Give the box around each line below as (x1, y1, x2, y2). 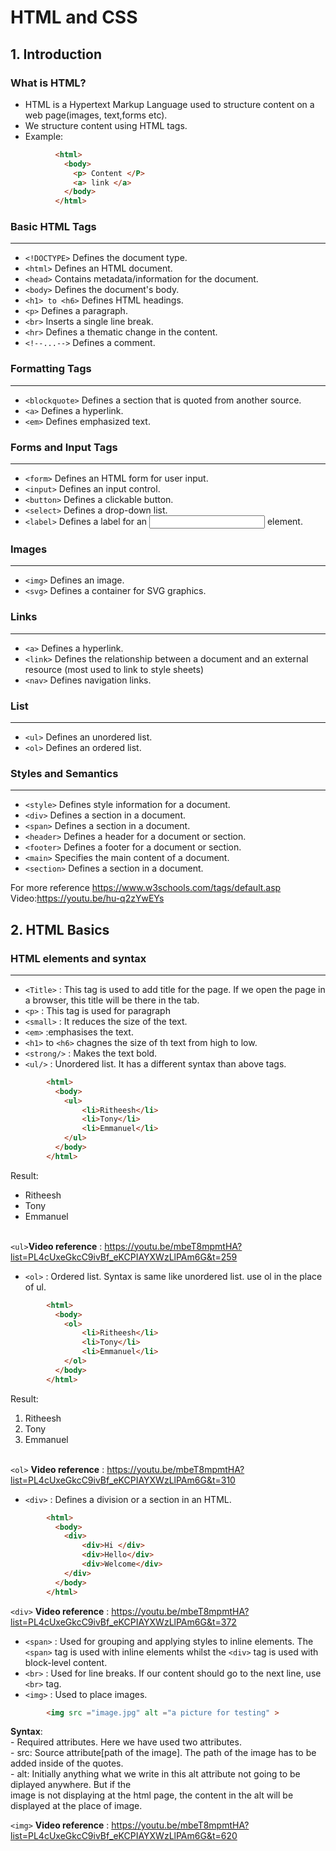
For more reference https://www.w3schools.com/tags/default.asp (10, 882, 282, 894)
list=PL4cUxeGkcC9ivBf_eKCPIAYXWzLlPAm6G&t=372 (10, 1616, 237, 1628)
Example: (24, 130, 64, 142)
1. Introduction (10, 46, 102, 63)
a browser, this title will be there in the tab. (24, 994, 200, 1006)
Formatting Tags (10, 362, 92, 376)
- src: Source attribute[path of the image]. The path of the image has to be (10, 1747, 317, 1759)
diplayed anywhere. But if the (10, 1779, 132, 1791)
